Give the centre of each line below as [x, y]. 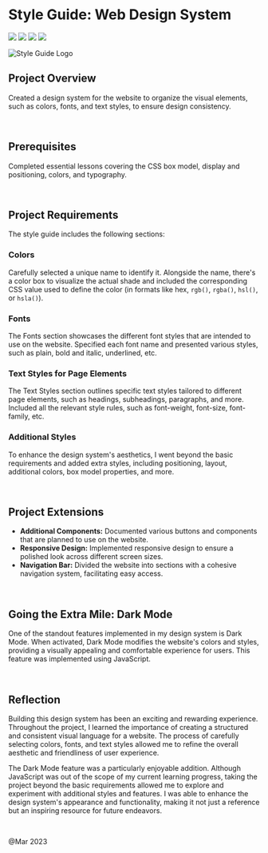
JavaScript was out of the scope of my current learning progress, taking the [133, 777]
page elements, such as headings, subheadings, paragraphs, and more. [126, 399]
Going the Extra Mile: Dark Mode [91, 614]
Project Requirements [63, 214]
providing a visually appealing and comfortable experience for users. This [129, 651]
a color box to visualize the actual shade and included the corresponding [128, 280]
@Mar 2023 [28, 841]
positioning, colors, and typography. [68, 174]
